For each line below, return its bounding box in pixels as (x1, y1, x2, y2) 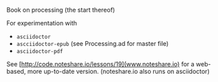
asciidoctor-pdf (16, 48, 63, 55)
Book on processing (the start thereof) (6, 6, 116, 14)
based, (6, 68, 26, 75)
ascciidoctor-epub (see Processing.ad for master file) (16, 40, 169, 47)
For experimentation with (6, 19, 77, 27)
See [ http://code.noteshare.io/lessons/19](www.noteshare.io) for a (6, 60, 195, 68)
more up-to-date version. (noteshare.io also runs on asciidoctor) (27, 68, 210, 75)
